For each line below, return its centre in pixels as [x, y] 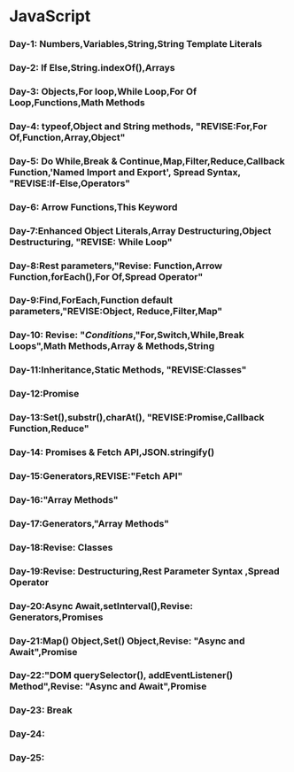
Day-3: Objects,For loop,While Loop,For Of [103, 91]
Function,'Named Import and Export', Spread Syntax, [125, 172]
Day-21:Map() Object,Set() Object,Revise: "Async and [127, 641]
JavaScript [50, 16]
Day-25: [27, 758]
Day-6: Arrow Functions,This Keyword [93, 207]
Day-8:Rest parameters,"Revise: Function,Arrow [116, 266]
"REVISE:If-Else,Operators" [70, 183]
